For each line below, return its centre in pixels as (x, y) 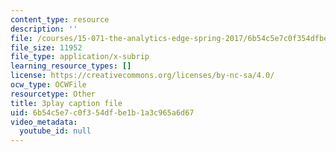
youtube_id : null (55, 131)
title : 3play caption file (66, 103)
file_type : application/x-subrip (80, 57)
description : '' (44, 29)
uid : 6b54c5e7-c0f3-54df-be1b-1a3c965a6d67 (102, 112)
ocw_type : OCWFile (48, 85)
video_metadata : (44, 122)
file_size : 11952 (46, 47)
